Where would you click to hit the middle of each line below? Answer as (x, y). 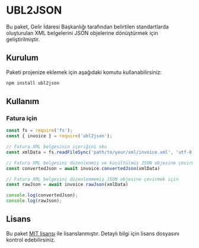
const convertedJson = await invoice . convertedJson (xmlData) (83, 168)
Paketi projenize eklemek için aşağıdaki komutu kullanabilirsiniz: (84, 72)
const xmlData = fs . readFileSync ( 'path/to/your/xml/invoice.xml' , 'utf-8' (100, 152)
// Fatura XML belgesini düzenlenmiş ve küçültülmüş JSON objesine (91, 163)
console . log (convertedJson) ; (42, 195)
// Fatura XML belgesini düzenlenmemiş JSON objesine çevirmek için (92, 179)
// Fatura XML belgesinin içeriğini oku (57, 147)
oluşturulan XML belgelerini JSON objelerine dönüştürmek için (82, 33)
